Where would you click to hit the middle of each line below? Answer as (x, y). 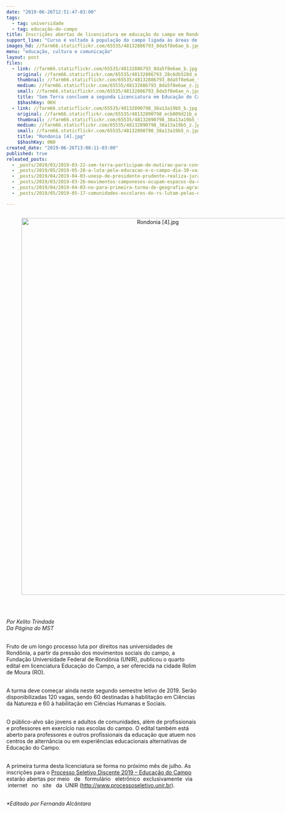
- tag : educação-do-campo (45, 29)
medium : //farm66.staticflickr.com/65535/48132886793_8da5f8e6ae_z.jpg (110, 86)
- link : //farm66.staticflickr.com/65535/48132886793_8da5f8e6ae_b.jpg (105, 69)
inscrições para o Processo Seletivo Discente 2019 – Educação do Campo (99, 772)
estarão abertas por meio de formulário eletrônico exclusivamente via (100, 779)
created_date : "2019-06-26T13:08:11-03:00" (62, 148)
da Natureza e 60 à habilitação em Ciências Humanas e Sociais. (86, 703)
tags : (13, 18)
